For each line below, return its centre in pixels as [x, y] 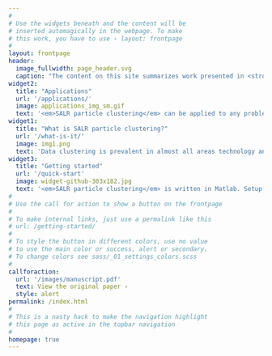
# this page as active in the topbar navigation [92, 324]
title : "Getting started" [59, 167]
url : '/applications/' [54, 99]
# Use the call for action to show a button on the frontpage [115, 204]
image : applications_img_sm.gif [70, 106]
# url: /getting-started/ [52, 227]
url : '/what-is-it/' [50, 136]
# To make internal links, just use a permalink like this [110, 219]
